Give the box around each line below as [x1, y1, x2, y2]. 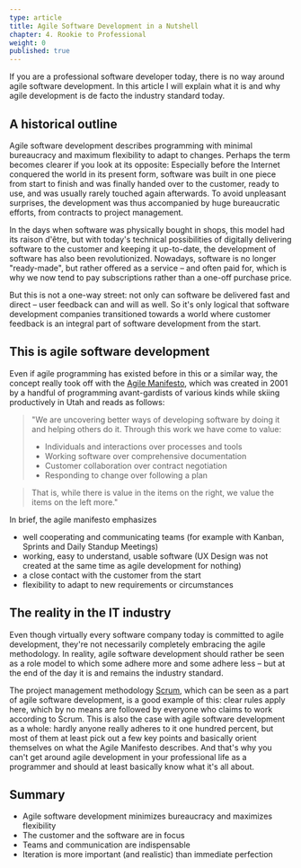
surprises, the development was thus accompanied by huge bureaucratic [9, 197, 280, 208]
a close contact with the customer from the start [22, 570, 202, 580]
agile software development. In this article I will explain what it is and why [9, 81, 281, 92]
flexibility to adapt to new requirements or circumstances [22, 579, 234, 589]
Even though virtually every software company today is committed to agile [9, 629, 285, 640]
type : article [9, 13, 63, 22]
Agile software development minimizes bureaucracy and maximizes [22, 810, 272, 822]
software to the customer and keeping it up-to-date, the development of [9, 244, 277, 254]
